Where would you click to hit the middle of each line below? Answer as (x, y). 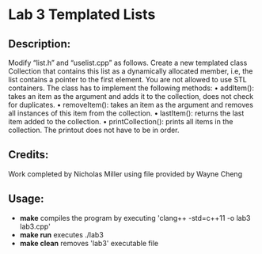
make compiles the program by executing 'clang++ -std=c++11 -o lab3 (135, 218)
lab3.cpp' (35, 226)
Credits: (28, 155)
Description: (40, 44)
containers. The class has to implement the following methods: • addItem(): (131, 88)
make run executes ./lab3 (62, 234)
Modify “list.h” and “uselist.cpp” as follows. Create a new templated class (128, 63)
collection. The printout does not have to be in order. (94, 130)
